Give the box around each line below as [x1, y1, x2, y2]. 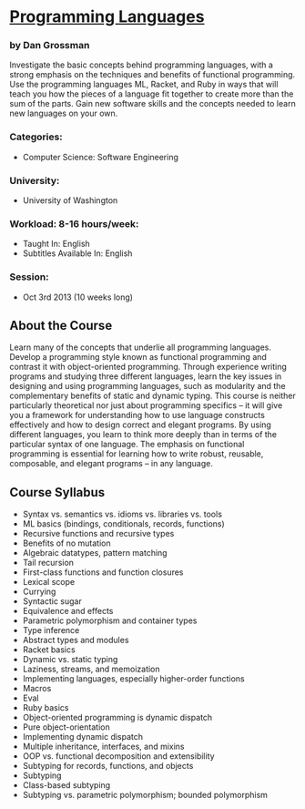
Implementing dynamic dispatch [22, 732, 144, 742]
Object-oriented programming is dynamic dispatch [22, 712, 213, 723]
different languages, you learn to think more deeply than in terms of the [9, 429, 278, 440]
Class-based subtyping [22, 780, 111, 791]
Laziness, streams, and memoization [22, 663, 161, 675]
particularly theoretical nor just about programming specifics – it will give [9, 400, 283, 411]
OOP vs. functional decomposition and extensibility [22, 751, 216, 762]
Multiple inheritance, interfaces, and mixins [22, 741, 185, 753]
